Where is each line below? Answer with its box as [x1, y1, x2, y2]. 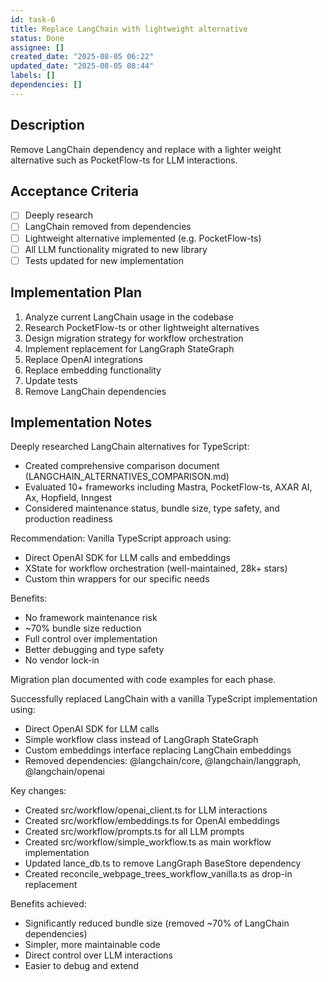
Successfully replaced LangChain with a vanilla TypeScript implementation [10, 693, 318, 705]
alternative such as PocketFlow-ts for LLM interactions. [10, 154, 238, 166]
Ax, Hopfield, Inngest [24, 492, 113, 504]
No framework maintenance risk [24, 612, 158, 624]
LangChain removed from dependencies [24, 221, 192, 233]
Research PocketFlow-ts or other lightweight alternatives [24, 321, 260, 333]
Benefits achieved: [10, 898, 87, 910]
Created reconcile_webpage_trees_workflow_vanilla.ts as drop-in [24, 868, 293, 880]
